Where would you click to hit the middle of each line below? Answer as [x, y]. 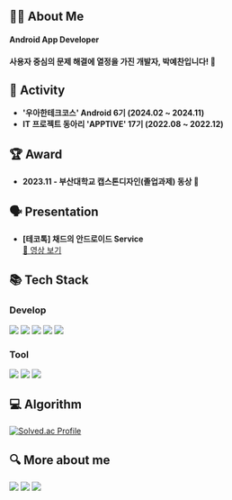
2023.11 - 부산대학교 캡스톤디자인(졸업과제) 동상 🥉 [111, 182]
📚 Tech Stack [49, 280]
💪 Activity [37, 90]
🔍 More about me [60, 460]
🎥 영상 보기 [42, 250]
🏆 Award [36, 154]
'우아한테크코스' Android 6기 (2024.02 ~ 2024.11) [113, 113]
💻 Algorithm [46, 405]
